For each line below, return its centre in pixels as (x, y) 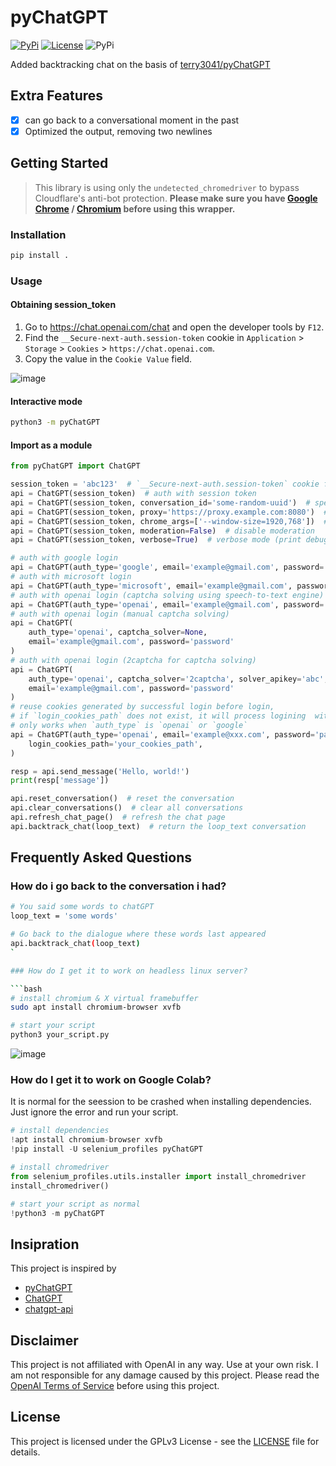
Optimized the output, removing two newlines (118, 131)
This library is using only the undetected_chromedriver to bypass (167, 187)
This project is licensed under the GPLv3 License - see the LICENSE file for (165, 1441)
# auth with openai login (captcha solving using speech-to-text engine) (167, 595)
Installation (38, 234)
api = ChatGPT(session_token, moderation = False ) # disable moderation (162, 531)
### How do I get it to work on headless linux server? (129, 971)
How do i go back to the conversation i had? (118, 886)
